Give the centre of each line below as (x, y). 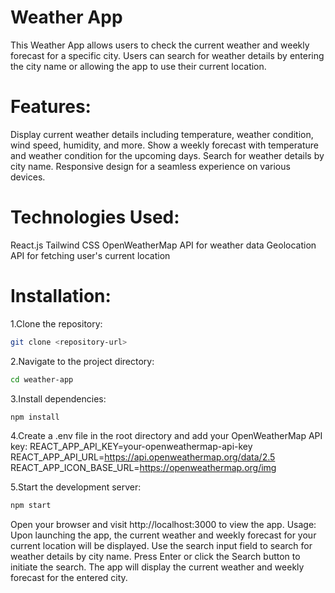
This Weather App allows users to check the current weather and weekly (160, 45)
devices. (28, 177)
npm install (35, 417)
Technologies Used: (95, 217)
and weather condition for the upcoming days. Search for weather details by (167, 155)
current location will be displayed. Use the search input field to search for (161, 546)
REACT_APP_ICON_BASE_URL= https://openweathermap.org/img (143, 468)
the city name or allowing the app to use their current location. (138, 66)
